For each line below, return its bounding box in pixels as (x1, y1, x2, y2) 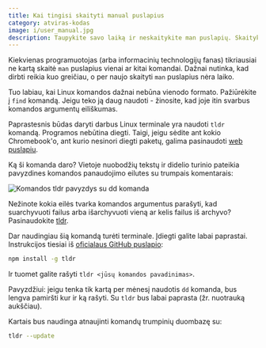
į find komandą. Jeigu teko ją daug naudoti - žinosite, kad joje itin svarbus (8, 96, 251, 105)
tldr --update (8, 332, 55, 340)
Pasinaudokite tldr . (8, 216, 69, 225)
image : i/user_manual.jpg (8, 26, 93, 34)
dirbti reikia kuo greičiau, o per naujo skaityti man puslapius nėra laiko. (8, 72, 235, 81)
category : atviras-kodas (8, 19, 90, 27)
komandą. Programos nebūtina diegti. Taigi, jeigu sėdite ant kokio (8, 128, 222, 138)
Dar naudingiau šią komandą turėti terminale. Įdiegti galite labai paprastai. (8, 231, 248, 241)
